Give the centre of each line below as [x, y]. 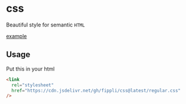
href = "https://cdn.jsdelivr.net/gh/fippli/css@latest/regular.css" [96, 90]
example [17, 36]
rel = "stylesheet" [33, 85]
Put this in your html [30, 69]
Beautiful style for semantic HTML [45, 25]
